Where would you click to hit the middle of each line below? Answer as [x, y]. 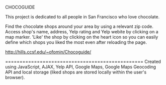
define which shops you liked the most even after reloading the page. [76, 42]
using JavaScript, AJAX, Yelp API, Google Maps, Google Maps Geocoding [81, 67]
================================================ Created [83, 61]
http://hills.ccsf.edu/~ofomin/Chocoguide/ [48, 52]
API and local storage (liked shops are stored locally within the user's [76, 72]
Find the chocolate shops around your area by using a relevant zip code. [79, 26]
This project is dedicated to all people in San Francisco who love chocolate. [83, 17]
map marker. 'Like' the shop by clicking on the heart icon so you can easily [82, 37]
